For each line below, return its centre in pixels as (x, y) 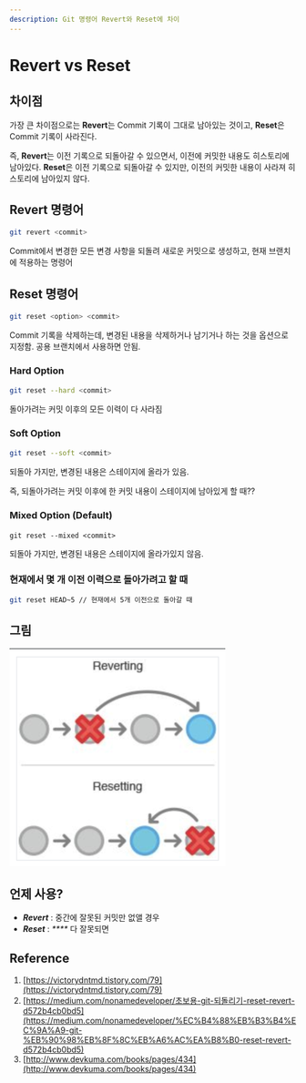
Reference (40, 958)
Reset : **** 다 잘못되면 (66, 929)
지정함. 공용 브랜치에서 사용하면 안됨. (75, 347)
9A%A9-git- (59, 1030)
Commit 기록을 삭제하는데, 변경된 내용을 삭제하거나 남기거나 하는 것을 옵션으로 (149, 335)
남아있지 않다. (65, 179)
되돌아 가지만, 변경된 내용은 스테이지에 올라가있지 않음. (107, 553)
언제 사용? (36, 894)
